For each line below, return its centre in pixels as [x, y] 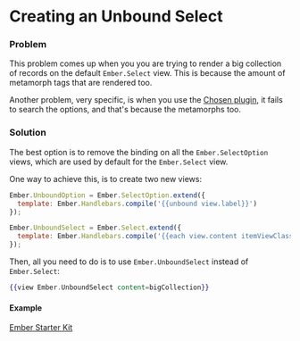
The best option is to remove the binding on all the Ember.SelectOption [139, 152]
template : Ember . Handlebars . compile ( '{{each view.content [128, 237]
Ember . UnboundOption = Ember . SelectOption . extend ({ [107, 195]
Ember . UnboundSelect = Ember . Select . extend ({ [95, 228]
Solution [28, 133]
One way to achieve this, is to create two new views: [106, 179]
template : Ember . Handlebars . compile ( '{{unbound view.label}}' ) [137, 204]
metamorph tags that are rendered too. [81, 83]
